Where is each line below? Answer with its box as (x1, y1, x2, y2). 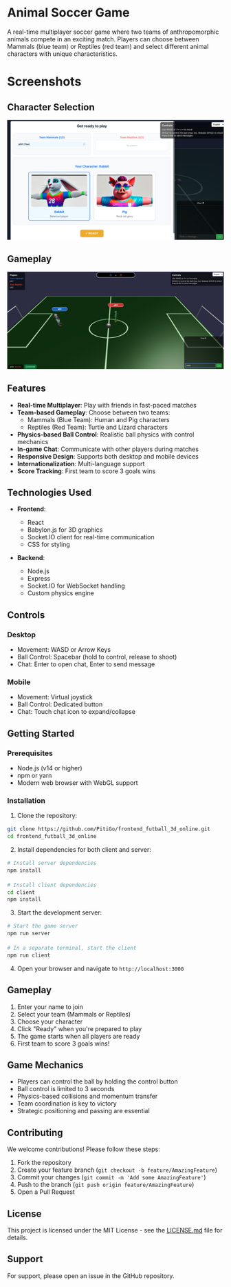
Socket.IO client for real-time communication (27, 533, 155, 541)
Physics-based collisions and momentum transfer (16, 1092, 158, 1101)
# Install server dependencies (7, 860, 97, 867)
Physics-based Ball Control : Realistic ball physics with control (16, 430, 195, 439)
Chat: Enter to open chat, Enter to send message (16, 660, 155, 668)
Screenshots (7, 74, 82, 90)
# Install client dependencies (7, 881, 97, 888)
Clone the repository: (16, 812, 78, 820)
